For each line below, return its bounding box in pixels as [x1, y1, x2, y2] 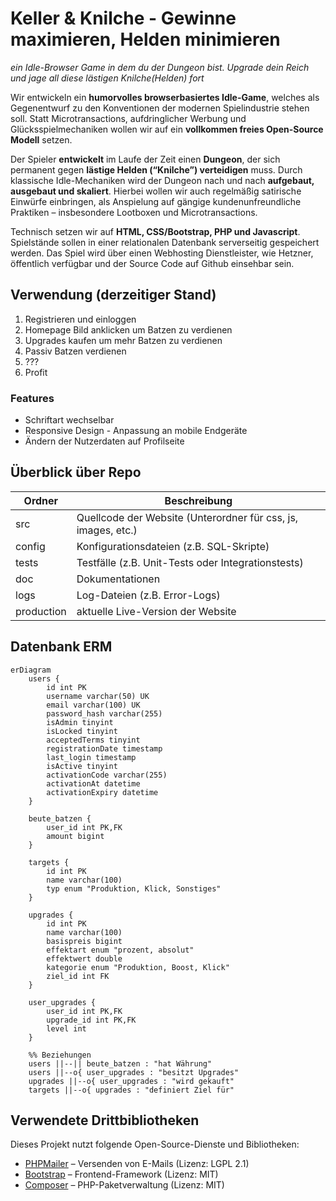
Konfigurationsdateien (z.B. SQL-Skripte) [76, 539, 270, 553]
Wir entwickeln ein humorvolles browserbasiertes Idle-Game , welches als [10, 91, 320, 103]
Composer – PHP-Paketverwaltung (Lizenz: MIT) [24, 1179, 225, 1191]
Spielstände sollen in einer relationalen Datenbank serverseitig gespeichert [10, 236, 320, 248]
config [15, 539, 46, 553]
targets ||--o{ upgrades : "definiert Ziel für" [28, 1085, 235, 1095]
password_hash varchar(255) [46, 708, 163, 719]
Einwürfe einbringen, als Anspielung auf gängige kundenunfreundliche [10, 195, 302, 207]
